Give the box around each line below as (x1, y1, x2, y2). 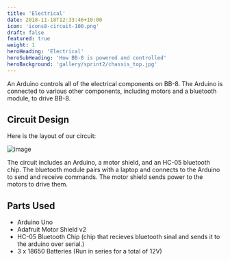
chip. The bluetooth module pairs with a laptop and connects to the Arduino (7, 165, 220, 174)
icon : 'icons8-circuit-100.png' (7, 23, 99, 29)
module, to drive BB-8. (7, 94, 71, 102)
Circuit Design (7, 114, 70, 126)
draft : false (7, 29, 44, 36)
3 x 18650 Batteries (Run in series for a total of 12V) (16, 247, 162, 256)
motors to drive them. (7, 180, 68, 189)
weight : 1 (7, 42, 36, 49)
